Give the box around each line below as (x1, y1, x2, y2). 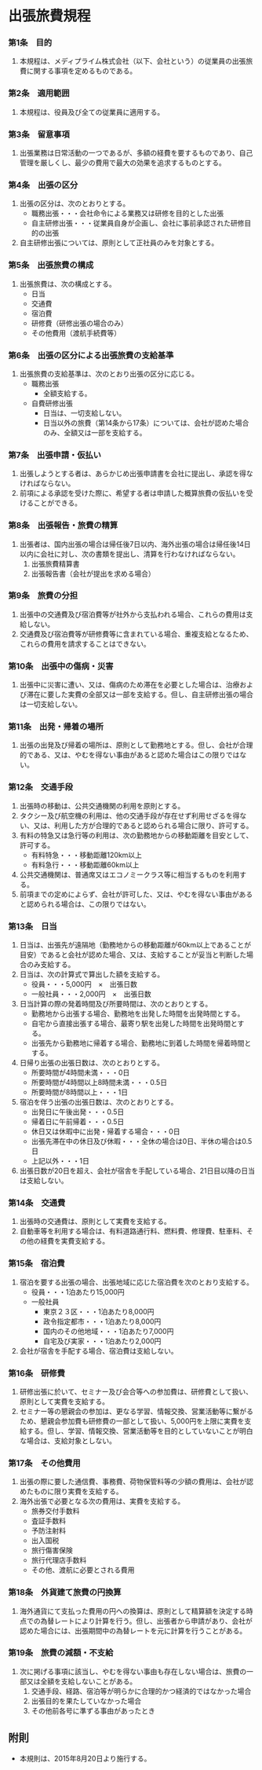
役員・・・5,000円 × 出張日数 (31, 980, 137, 989)
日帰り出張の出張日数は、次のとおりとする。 (19, 1058, 165, 1068)
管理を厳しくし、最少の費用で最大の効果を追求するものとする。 (19, 158, 223, 167)
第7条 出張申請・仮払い (8, 449, 102, 460)
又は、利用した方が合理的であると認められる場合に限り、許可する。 (33, 820, 253, 830)
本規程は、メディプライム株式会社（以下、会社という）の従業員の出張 (19, 57, 246, 66)
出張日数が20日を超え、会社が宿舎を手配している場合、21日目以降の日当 (19, 1166, 255, 1175)
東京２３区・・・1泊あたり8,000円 (42, 1306, 155, 1316)
